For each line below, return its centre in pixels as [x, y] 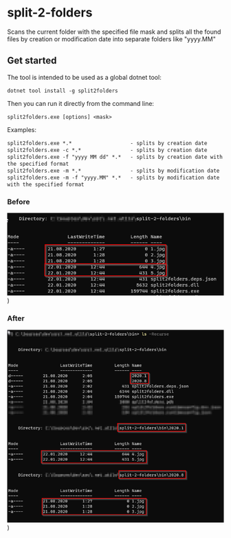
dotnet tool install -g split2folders [63, 91]
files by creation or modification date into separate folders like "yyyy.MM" [112, 39]
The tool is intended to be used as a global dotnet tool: [84, 77]
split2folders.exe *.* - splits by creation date [107, 143]
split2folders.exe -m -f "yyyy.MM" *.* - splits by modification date [113, 177]
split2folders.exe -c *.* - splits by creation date [107, 150]
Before [19, 202]
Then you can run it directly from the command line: [81, 103]
